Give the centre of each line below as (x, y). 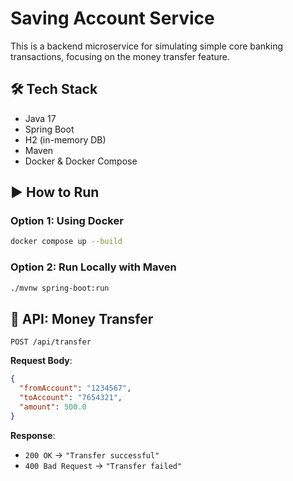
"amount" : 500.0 (53, 407)
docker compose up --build (66, 242)
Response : (33, 435)
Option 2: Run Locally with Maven (93, 267)
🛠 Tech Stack (54, 89)
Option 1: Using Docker (67, 221)
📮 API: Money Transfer (82, 318)
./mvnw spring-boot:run (60, 288)
